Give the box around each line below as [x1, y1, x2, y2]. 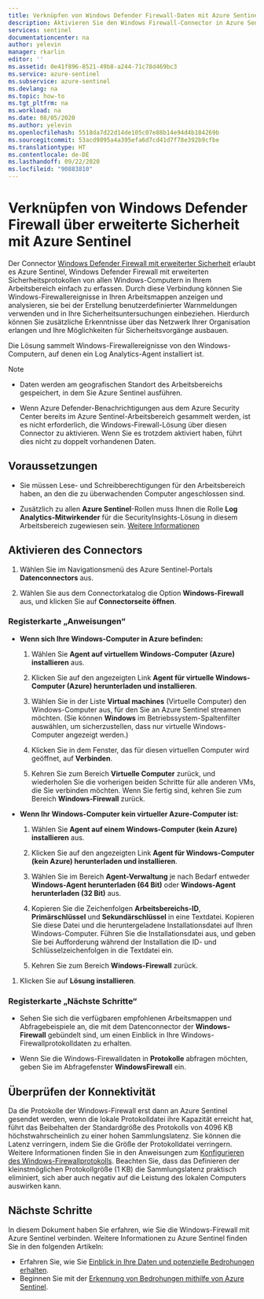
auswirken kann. [8, 1181, 61, 1190]
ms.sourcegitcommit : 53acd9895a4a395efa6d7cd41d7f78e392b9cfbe [8, 135, 220, 144]
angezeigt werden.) [65, 730, 129, 739]
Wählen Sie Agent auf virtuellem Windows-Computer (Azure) [31, 649, 236, 658]
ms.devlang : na [8, 84, 58, 93]
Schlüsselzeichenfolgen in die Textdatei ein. [31, 946, 174, 955]
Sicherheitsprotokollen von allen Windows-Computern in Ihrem [8, 275, 212, 284]
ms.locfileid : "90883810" [8, 165, 93, 173]
